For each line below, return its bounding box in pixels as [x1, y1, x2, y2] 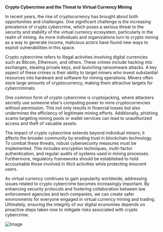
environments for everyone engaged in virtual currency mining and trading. [5, 196, 156, 202]
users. [5, 166, 18, 172]
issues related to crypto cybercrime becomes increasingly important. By [5, 181, 150, 187]
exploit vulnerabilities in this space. [5, 45, 75, 50]
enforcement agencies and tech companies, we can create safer [5, 191, 135, 197]
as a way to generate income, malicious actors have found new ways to [5, 39, 148, 45]
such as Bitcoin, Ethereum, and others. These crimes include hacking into [5, 59, 152, 65]
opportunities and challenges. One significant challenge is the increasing [5, 19, 151, 24]
